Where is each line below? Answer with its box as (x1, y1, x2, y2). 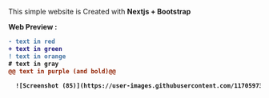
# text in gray (8, 60, 59, 68)
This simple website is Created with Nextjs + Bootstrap (8, 7, 191, 16)
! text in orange (8, 52, 66, 61)
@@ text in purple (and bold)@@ (8, 67, 116, 75)
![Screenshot (15, 82, 59, 90)
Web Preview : (8, 22, 58, 31)
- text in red (8, 37, 56, 45)
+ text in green (8, 45, 62, 53)
